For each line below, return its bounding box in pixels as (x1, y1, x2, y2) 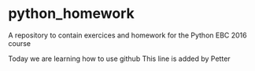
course (8, 38, 31, 48)
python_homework (8, 5, 135, 23)
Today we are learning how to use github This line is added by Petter (8, 54, 231, 63)
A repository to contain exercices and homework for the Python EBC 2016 (8, 30, 247, 40)
